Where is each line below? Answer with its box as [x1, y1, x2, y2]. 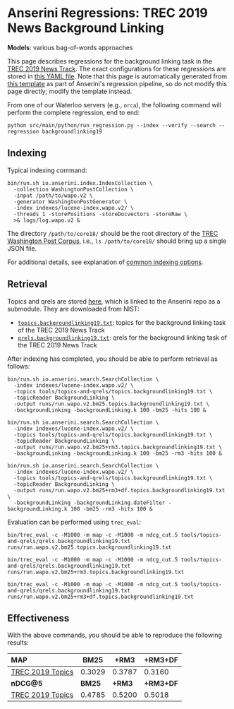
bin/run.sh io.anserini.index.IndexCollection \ [7, 179, 153, 186]
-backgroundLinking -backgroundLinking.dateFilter [13, 499, 166, 506]
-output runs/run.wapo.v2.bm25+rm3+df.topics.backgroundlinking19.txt [13, 487, 226, 494]
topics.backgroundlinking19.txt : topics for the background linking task [17, 318, 226, 326]
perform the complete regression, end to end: [7, 108, 140, 117]
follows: [7, 362, 30, 370]
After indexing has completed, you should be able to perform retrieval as [7, 354, 218, 363]
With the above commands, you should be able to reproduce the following [7, 631, 222, 640]
